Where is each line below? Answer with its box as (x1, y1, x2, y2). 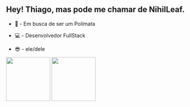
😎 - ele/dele (14, 45, 45, 52)
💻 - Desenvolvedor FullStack (14, 32, 86, 39)
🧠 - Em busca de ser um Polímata (14, 20, 96, 27)
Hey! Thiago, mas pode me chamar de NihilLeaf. (6, 5, 185, 15)
